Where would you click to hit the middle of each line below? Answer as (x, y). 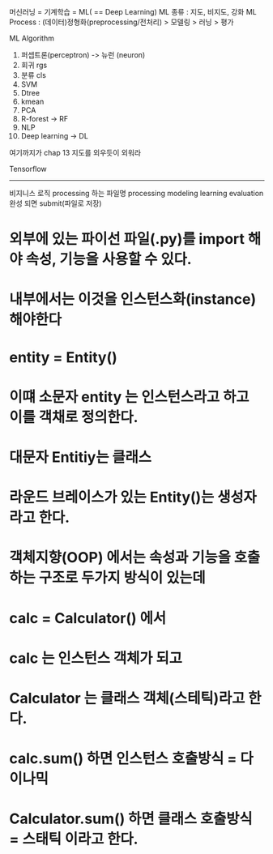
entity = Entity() (64, 357)
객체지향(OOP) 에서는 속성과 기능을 (120, 558)
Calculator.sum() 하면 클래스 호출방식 (131, 819)
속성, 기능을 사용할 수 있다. (109, 260)
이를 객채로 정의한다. (74, 417)
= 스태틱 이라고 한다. (74, 839)
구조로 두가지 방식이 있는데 (122, 578)
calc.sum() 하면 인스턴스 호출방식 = (123, 759)
